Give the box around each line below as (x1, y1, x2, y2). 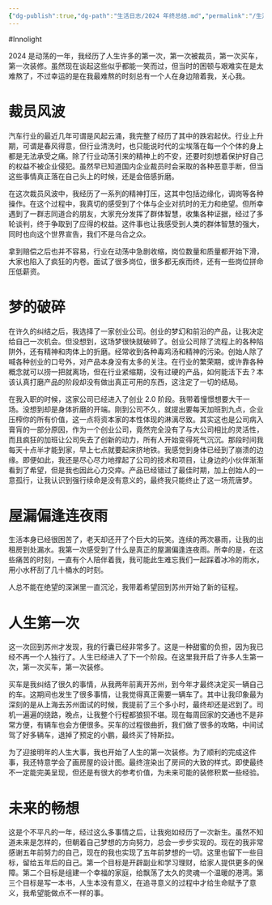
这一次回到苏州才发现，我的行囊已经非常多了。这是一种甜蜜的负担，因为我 (8, 642, 257, 652)
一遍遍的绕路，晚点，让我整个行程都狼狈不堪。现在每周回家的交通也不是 (15, 710, 257, 719)
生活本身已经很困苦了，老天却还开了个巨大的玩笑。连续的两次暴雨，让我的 (8, 535, 257, 544)
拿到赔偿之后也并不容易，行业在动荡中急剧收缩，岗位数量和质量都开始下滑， (8, 246, 264, 256)
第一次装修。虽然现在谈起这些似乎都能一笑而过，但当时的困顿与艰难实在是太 (8, 61, 264, 70)
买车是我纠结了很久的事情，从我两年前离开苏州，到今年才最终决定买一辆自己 (8, 680, 264, 689)
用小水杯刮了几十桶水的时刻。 (8, 565, 108, 575)
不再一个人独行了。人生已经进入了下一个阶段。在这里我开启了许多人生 (15, 652, 249, 662)
